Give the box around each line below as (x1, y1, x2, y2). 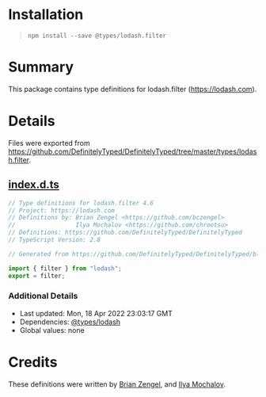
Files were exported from (8, 138, 90, 147)
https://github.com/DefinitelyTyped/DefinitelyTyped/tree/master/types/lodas (8, 147, 257, 156)
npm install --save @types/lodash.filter (27, 32, 166, 40)
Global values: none (19, 325, 85, 334)
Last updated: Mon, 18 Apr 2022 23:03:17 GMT (19, 308, 173, 318)
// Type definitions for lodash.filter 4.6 (8, 199, 154, 207)
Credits (8, 353, 58, 371)
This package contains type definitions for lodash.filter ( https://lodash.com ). (8, 84, 257, 94)
